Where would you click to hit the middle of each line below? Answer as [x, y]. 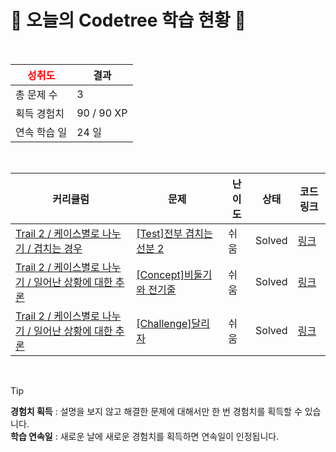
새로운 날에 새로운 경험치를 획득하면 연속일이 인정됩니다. [169, 436]
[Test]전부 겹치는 [174, 233]
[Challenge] [164, 323]
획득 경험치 [40, 113]
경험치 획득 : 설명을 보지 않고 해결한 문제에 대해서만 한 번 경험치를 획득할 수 [156, 411]
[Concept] [160, 274]
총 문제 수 [36, 94]
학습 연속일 [31, 436]
